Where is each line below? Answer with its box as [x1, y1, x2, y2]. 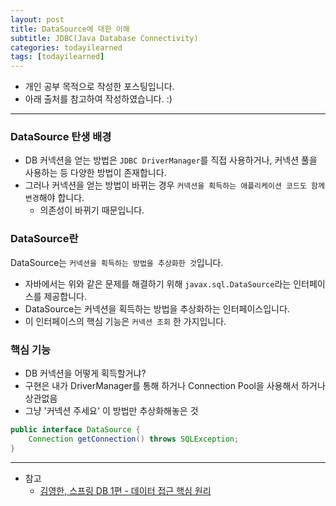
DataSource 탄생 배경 [10, 130, 112, 144]
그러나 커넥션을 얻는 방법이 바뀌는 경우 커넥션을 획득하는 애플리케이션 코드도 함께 [24, 179, 325, 191]
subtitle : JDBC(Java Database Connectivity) [10, 33, 199, 43]
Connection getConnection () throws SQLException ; [28, 434, 240, 444]
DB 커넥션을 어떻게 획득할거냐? [24, 367, 147, 380]
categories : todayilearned [10, 42, 123, 53]
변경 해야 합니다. [24, 192, 85, 204]
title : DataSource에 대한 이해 [10, 24, 130, 34]
